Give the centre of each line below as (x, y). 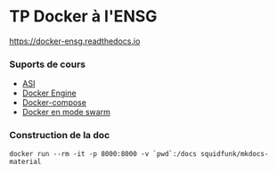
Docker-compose (54, 103)
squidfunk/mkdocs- (234, 153)
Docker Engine (49, 93)
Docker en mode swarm (66, 112)
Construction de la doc (60, 136)
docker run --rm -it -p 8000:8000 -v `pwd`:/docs (103, 153)
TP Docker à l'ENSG (83, 16)
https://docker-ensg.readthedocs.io (75, 41)
